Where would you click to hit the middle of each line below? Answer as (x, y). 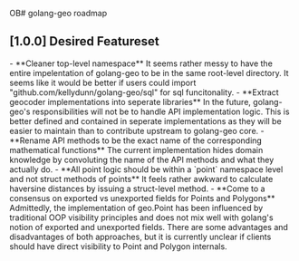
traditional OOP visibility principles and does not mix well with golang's (141, 217)
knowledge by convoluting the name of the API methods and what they (142, 159)
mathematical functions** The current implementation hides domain (136, 150)
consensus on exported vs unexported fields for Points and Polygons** (142, 198)
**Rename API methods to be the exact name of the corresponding (136, 140)
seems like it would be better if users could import (103, 82)
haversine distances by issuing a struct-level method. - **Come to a (137, 188)
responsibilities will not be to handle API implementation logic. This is (161, 111)
